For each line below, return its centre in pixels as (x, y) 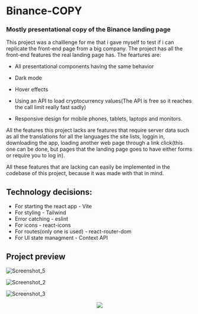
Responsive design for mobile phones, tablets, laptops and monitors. (98, 119)
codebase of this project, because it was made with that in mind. (85, 173)
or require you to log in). (36, 156)
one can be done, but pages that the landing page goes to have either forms (99, 149)
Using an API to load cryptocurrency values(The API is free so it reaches (103, 101)
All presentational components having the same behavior (84, 66)
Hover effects (31, 90)
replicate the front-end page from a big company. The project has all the (95, 49)
